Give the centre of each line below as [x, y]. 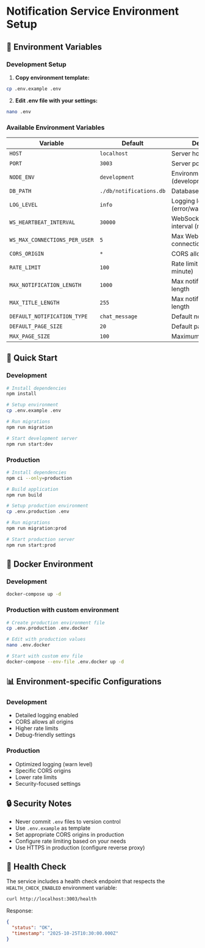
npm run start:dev [30, 444]
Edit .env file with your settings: [56, 100]
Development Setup [36, 64]
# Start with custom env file [45, 656]
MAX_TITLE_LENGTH [34, 302]
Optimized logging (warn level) [54, 764]
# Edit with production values [46, 640]
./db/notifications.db [133, 191]
